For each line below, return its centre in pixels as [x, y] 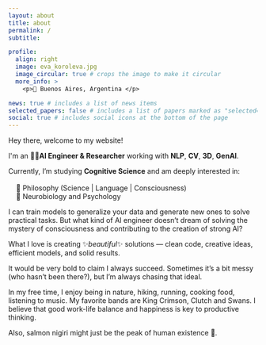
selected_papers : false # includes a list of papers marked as [115, 111]
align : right [37, 59]
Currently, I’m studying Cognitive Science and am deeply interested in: [124, 171]
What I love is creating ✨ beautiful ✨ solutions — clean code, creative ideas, [131, 244]
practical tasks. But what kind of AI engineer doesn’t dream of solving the [128, 220]
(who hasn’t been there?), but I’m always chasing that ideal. [105, 277]
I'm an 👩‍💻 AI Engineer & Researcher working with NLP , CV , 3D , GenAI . [123, 156]
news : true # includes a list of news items [83, 103]
